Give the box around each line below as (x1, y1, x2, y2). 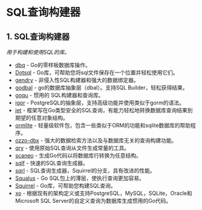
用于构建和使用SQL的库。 (6, 49, 70, 56)
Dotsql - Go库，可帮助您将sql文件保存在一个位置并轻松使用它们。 (15, 69, 178, 76)
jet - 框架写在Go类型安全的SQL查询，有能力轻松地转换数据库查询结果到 (15, 107, 193, 113)
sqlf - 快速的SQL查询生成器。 (15, 159, 89, 167)
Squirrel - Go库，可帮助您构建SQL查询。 (15, 182, 116, 189)
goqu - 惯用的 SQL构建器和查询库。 (15, 92, 104, 98)
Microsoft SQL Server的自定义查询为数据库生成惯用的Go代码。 (15, 197, 172, 204)
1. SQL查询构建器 (6, 31, 70, 42)
